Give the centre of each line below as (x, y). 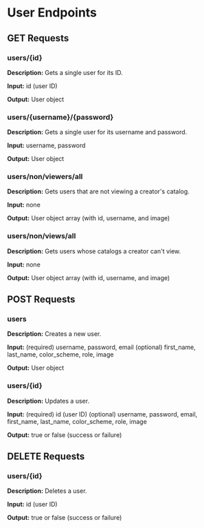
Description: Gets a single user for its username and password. (97, 132)
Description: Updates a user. (48, 401)
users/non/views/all (42, 236)
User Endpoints (52, 13)
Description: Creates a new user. (54, 334)
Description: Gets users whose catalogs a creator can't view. (94, 251)
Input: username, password (46, 145)
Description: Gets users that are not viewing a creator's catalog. (99, 191)
